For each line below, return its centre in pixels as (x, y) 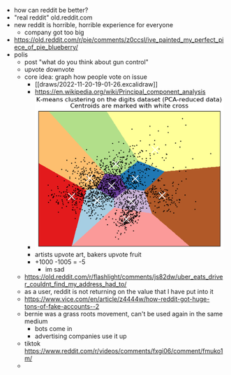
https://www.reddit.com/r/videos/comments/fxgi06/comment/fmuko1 (124, 351)
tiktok (32, 343)
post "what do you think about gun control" (86, 62)
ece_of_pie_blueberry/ (46, 47)
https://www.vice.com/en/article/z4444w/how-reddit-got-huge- (117, 299)
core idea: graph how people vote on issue (86, 77)
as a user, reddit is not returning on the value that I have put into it (119, 291)
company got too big (54, 32)
